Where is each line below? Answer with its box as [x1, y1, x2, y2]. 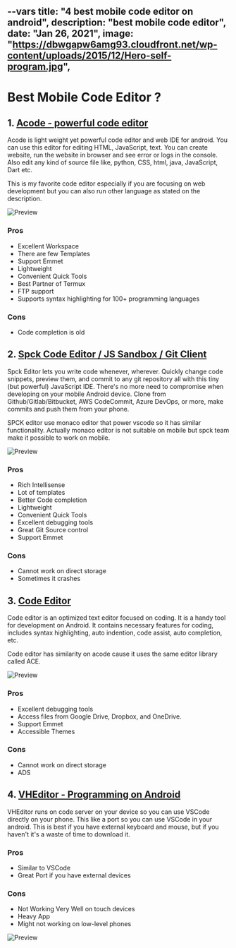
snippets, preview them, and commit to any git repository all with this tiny [7, 374, 220, 383]
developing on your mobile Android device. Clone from [7, 390, 166, 398]
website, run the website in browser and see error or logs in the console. [7, 151, 218, 160]
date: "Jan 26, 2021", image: [7, 28, 134, 40]
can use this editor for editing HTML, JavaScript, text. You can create [7, 143, 208, 152]
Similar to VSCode [17, 863, 71, 872]
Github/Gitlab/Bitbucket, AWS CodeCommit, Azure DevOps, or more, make [7, 397, 224, 405]
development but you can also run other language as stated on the [7, 187, 201, 196]
